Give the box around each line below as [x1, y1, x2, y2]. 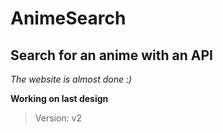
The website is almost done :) [10, 73, 133, 85]
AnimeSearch [10, 7, 127, 30]
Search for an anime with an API [10, 47, 214, 64]
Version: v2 [34, 112, 83, 124]
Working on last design [10, 93, 109, 104]
